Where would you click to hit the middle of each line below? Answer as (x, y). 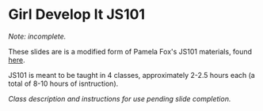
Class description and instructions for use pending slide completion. (120, 98)
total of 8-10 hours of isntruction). (63, 83)
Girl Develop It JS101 (76, 15)
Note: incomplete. (37, 36)
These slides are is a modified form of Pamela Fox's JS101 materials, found (130, 51)
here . (17, 60)
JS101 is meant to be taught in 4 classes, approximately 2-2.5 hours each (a (131, 75)
